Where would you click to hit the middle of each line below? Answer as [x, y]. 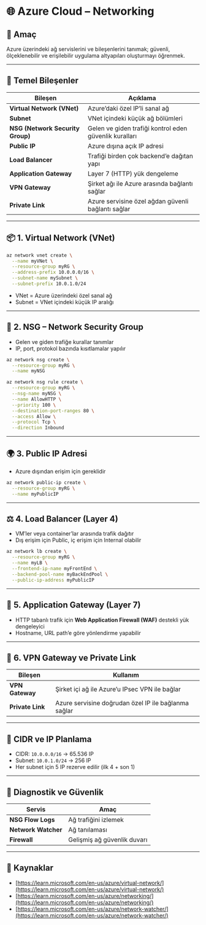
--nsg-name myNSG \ [37, 394]
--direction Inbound [38, 428]
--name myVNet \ [32, 261]
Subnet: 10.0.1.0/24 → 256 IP [53, 760]
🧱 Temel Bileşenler [42, 81]
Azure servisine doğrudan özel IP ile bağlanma [122, 703]
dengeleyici [30, 626]
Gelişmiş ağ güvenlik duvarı [108, 840]
